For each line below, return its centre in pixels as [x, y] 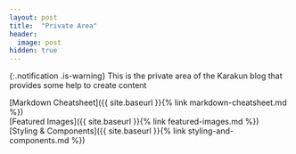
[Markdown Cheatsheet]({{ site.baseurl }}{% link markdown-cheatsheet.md [148, 102]
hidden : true [33, 51]
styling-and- [211, 131]
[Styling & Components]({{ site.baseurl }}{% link [98, 131]
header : [24, 34]
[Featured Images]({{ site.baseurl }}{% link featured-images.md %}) [134, 122]
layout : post [33, 17]
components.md [39, 141]
